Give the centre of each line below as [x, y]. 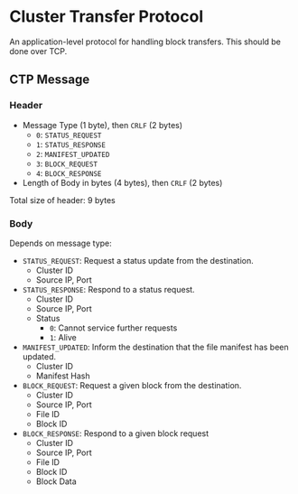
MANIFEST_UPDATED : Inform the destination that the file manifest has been [155, 347]
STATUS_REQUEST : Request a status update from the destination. [138, 260]
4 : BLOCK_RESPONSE [69, 172]
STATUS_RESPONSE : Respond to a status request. [109, 289]
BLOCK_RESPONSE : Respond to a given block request [116, 433]
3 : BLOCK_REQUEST [66, 163]
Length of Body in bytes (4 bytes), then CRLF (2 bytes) [122, 182]
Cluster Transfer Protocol [107, 17]
